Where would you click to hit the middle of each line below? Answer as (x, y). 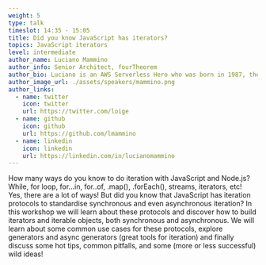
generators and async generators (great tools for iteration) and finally (121, 237)
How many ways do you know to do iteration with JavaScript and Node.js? (129, 179)
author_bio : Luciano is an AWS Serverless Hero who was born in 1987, (127, 75)
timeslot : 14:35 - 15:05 (49, 30)
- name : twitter (42, 97)
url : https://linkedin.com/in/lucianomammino (99, 156)
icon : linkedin (47, 148)
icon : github (44, 126)
